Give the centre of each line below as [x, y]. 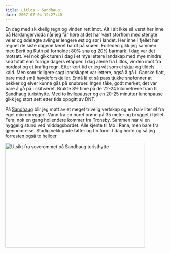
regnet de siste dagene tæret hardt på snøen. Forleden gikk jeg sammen [81, 45]
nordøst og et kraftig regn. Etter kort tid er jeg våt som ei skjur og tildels [80, 67]
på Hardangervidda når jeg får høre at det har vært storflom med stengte [81, 34]
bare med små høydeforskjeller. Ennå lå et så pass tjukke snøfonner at [79, 78]
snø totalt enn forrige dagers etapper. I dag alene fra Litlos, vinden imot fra [83, 61]
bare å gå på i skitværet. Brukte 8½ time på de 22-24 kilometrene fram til [82, 88]
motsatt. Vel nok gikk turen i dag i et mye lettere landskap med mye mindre [83, 56]
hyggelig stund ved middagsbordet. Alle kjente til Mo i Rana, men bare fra [82, 125]
